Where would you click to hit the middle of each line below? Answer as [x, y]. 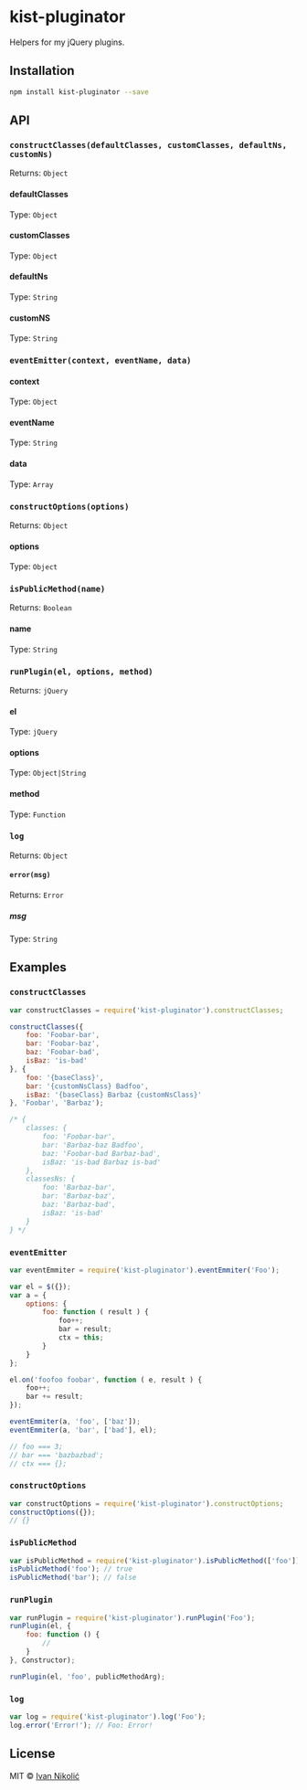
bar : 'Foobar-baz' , [63, 1043]
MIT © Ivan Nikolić [45, 1775]
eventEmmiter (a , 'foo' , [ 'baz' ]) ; [75, 1422]
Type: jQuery [33, 732]
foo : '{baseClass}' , [65, 1077]
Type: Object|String [48, 773]
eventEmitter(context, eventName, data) [101, 361]
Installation [42, 71]
